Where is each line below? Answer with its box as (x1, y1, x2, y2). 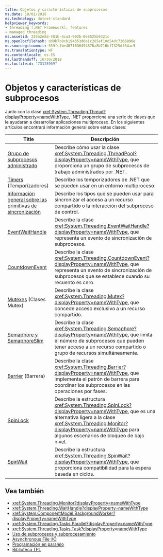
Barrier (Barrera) (7, 373, 45, 379)
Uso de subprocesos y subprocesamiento (12, 531, 96, 537)
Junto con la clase (5, 109, 42, 115)
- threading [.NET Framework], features (5, 25, 88, 30)
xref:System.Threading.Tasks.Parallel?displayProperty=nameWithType (12, 521, 153, 526)
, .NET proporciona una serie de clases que (68, 114, 156, 120)
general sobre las (7, 197, 47, 203)
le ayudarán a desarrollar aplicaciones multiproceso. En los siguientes (5, 119, 145, 125)
